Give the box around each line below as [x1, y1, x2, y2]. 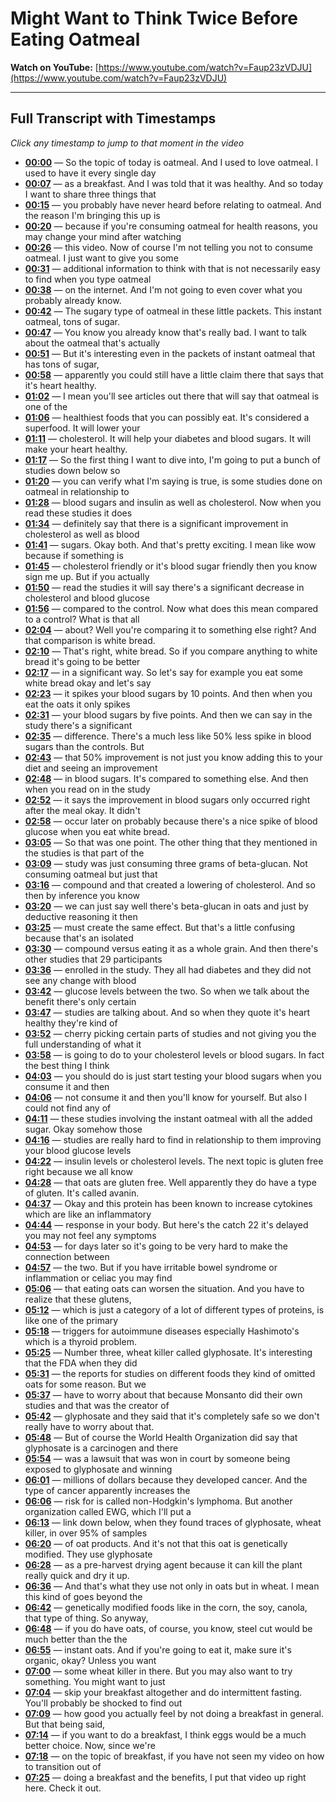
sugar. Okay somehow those [24, 1123, 143, 1135]
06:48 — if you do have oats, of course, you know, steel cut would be [24, 1622, 313, 1634]
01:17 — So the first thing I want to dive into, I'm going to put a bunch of [24, 453, 321, 466]
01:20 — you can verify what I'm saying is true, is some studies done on [24, 475, 323, 487]
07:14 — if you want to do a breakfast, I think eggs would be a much [24, 1728, 307, 1741]
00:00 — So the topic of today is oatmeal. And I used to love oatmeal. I [24, 156, 318, 168]
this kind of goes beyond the [24, 1590, 143, 1602]
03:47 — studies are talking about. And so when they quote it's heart [24, 1006, 311, 1018]
